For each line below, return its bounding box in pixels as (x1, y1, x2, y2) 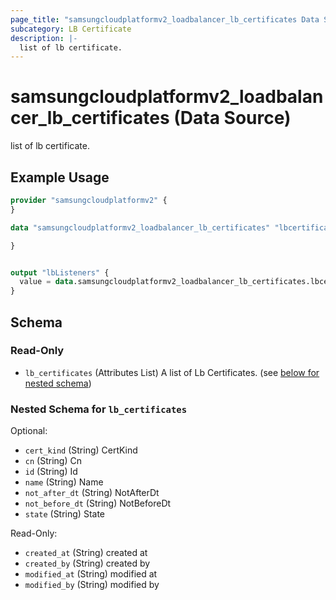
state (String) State (24, 508, 105, 520)
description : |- (10, 33, 78, 43)
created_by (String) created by (24, 557, 151, 570)
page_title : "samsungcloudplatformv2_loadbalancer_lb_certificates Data (10, 14, 320, 25)
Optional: (10, 425, 48, 437)
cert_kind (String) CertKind (24, 444, 138, 456)
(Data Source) (173, 107, 292, 130)
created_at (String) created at (24, 547, 148, 559)
